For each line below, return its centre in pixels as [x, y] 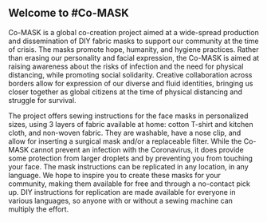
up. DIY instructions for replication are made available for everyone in [122, 192]
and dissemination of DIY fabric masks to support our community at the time [133, 41]
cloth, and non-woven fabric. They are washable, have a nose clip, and [125, 133]
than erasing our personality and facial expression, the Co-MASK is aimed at [134, 57]
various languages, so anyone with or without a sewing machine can [121, 200]
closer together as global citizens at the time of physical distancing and [126, 92]
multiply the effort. [39, 209]
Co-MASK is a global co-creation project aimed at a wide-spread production [133, 32]
